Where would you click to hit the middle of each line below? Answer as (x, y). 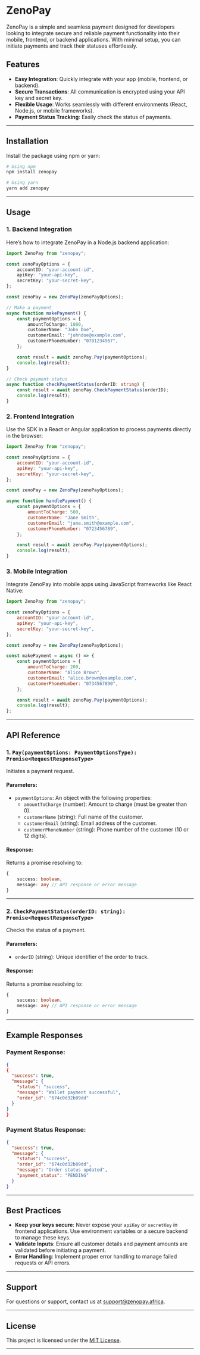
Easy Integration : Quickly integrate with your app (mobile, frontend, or (101, 79)
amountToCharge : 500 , (54, 512)
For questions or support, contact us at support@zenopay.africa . (86, 1301)
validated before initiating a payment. (60, 1250)
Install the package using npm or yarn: (53, 155)
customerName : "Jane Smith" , (64, 518)
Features (23, 65)
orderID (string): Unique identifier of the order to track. (82, 957)
